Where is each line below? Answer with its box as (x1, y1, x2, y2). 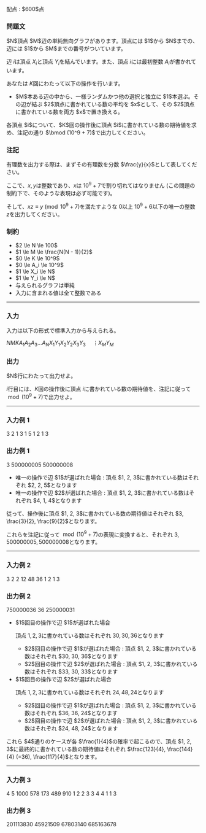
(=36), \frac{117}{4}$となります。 (15, 753, 101, 760)
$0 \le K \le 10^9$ (15, 255, 60, 262)
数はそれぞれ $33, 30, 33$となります (24, 668, 118, 675)
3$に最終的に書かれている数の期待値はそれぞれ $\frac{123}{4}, (6, 745, 166, 753)
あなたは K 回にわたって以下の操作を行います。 (6, 80, 124, 87)
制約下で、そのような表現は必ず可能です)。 (6, 190, 116, 197)
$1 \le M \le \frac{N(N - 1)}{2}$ (15, 248, 93, 255)
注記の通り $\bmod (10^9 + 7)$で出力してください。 (17, 129, 149, 136)
